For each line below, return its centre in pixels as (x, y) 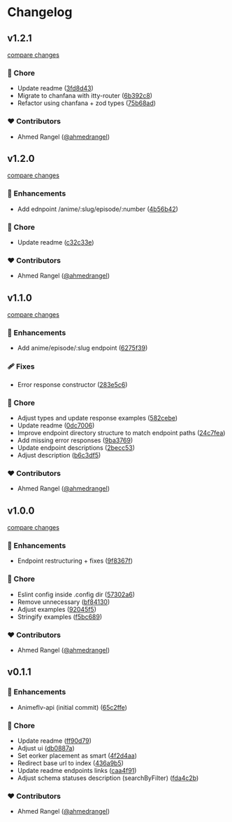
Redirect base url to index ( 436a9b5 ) (71, 763)
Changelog (40, 12)
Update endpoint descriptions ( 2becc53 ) (76, 448)
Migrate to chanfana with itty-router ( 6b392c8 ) (85, 96)
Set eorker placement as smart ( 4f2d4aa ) (77, 755)
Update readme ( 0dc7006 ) (56, 425)
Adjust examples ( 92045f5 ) (57, 609)
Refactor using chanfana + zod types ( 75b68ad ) (86, 103)
